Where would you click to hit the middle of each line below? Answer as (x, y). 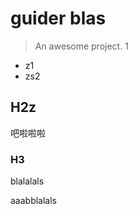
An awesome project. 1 (81, 46)
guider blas (58, 18)
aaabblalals (34, 201)
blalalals (27, 181)
